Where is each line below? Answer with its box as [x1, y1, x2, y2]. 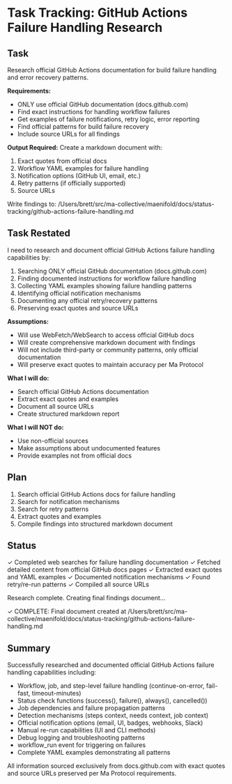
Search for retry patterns [17, 505, 89, 513]
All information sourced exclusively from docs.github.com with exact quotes [7, 762, 226, 770]
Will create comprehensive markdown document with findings [17, 338, 196, 346]
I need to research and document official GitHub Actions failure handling [7, 246, 215, 254]
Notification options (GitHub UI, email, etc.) [17, 172, 141, 180]
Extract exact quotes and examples [17, 395, 119, 403]
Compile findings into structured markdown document [17, 519, 173, 528]
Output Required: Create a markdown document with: [7, 143, 162, 151]
